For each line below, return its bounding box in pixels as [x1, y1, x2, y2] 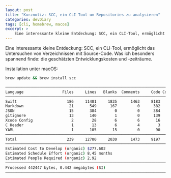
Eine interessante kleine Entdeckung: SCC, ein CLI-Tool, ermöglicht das [5, 45, 155, 51]
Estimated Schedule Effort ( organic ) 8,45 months [5, 151, 113, 156]
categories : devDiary [5, 17, 51, 22]
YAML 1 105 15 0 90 [5, 127, 160, 132]
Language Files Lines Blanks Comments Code [5, 90, 160, 95]
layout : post [5, 7, 33, 13]
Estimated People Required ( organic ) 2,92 [5, 156, 97, 161]
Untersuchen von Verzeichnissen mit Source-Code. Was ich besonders [5, 50, 155, 56]
